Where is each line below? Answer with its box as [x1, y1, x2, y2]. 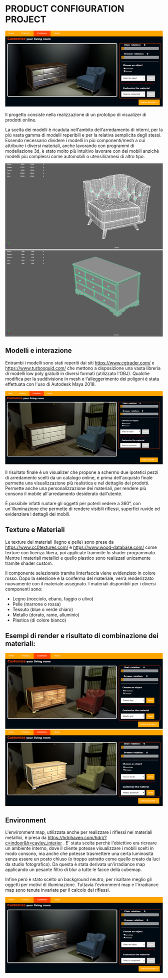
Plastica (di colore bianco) [12, 617, 66, 623]
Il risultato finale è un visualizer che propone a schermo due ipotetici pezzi [5, 469, 158, 475]
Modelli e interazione [5, 346, 72, 355]
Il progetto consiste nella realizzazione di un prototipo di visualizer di [5, 111, 146, 118]
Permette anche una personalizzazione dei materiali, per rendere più [5, 485, 146, 491]
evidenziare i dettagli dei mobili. [5, 511, 71, 517]
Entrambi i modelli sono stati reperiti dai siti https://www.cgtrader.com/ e [5, 359, 154, 365]
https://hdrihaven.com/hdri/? [47, 834, 107, 841]
